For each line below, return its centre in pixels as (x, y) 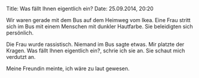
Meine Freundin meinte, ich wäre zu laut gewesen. (68, 68)
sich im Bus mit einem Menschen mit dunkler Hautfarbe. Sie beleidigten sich (99, 26)
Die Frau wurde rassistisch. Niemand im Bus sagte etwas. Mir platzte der (95, 44)
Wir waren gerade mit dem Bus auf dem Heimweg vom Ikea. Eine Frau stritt (98, 20)
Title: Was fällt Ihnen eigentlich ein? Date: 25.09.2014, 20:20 (80, 9)
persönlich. (20, 33)
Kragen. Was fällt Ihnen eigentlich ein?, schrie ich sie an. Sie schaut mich (96, 51)
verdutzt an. (21, 57)
